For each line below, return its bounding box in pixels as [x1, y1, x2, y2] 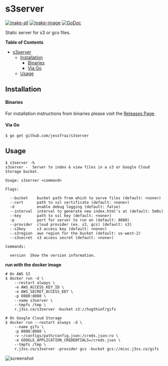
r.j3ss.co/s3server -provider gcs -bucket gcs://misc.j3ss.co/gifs [14, 346, 159, 351]
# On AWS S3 [5, 271, 30, 276]
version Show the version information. [10, 253, 96, 258]
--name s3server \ [14, 298, 53, 303]
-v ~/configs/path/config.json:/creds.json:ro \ [14, 333, 119, 338]
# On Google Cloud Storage [5, 316, 62, 321]
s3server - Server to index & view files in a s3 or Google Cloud [5, 164, 150, 169]
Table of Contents [5, 39, 44, 45]
